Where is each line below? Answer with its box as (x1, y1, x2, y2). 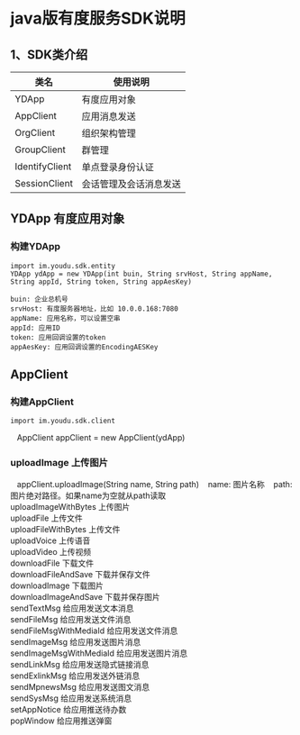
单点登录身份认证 (81, 161, 154, 173)
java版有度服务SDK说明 (10, 8, 186, 29)
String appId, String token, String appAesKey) (10, 277, 193, 286)
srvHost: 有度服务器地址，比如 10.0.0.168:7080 (10, 304, 178, 313)
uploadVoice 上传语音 (10, 535, 91, 546)
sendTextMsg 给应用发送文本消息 (10, 603, 134, 613)
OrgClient (14, 127, 56, 139)
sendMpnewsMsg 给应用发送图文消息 (10, 681, 150, 692)
